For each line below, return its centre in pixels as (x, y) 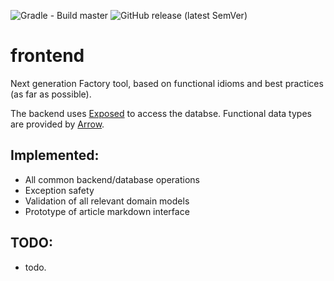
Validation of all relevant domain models (107, 201)
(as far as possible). (51, 94)
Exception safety (59, 190)
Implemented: (55, 155)
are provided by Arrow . (57, 124)
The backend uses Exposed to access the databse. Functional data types (161, 113)
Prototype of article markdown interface (107, 211)
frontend (47, 56)
